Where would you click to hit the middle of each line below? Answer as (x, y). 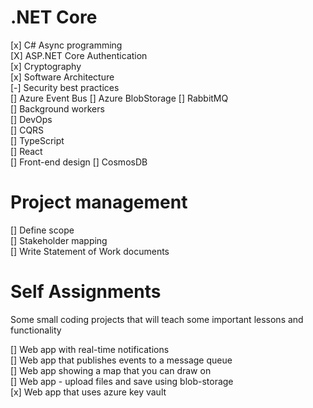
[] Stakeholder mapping (59, 240)
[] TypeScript (37, 140)
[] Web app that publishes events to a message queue (121, 360)
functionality (36, 330)
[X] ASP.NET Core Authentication (79, 55)
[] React (26, 151)
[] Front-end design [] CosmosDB (79, 162)
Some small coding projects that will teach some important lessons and (157, 319)
